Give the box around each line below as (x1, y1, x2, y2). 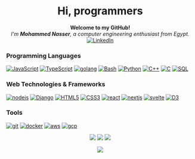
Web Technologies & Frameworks (6, 80, 106, 88)
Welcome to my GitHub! (70, 24, 131, 31)
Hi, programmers (57, 4, 143, 18)
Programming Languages (6, 51, 82, 60)
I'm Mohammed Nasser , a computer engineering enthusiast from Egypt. (11, 30, 190, 37)
